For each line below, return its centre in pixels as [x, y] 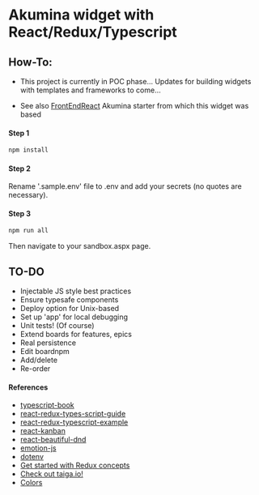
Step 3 [19, 213]
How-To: [30, 62]
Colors [31, 483]
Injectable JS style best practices [76, 291]
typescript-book [47, 405]
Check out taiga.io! [51, 474]
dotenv [32, 457]
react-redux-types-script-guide [73, 414]
